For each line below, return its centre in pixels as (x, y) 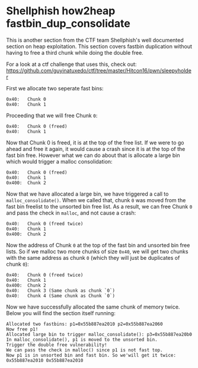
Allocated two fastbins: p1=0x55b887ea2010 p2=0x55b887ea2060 (84, 324)
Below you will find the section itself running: (61, 313)
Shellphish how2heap (61, 11)
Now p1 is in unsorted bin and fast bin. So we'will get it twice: (91, 355)
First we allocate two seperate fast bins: (55, 88)
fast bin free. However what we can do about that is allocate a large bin (93, 155)
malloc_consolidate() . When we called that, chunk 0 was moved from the (96, 200)
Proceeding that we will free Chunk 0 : (52, 115)
